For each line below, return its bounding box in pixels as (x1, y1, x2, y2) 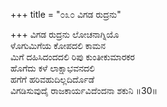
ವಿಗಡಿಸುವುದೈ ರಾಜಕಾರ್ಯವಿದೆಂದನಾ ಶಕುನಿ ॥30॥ (10, 85, 158, 96)
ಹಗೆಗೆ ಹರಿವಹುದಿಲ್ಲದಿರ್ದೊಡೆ (10, 74, 95, 85)
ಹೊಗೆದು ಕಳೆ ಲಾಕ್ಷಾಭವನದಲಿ (10, 62, 95, 74)
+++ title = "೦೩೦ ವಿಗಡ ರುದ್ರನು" (10, 9, 122, 20)
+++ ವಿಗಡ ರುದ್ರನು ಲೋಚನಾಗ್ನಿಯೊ (10, 29, 120, 40)
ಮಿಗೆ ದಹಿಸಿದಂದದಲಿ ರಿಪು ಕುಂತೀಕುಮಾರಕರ (10, 51, 135, 63)
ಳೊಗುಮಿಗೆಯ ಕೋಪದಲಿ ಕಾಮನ (10, 40, 107, 51)
